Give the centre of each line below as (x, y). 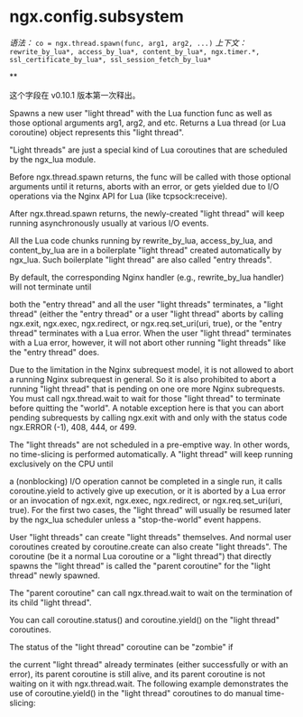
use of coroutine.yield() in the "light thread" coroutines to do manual (136, 693)
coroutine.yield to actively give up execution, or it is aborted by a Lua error (148, 491)
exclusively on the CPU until (61, 464)
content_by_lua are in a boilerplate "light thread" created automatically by (146, 250)
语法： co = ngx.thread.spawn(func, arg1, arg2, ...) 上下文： (128, 42)
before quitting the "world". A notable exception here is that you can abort (147, 408)
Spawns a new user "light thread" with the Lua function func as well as (141, 113)
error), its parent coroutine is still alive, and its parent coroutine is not (138, 674)
